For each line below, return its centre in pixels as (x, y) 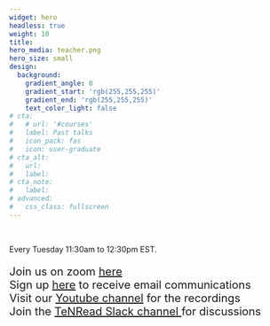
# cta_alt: (29, 157)
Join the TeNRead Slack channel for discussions (135, 311)
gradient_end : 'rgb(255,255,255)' (89, 100)
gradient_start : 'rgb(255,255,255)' (93, 91)
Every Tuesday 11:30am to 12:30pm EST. (83, 249)
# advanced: (31, 199)
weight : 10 (29, 34)
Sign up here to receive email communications (130, 285)
